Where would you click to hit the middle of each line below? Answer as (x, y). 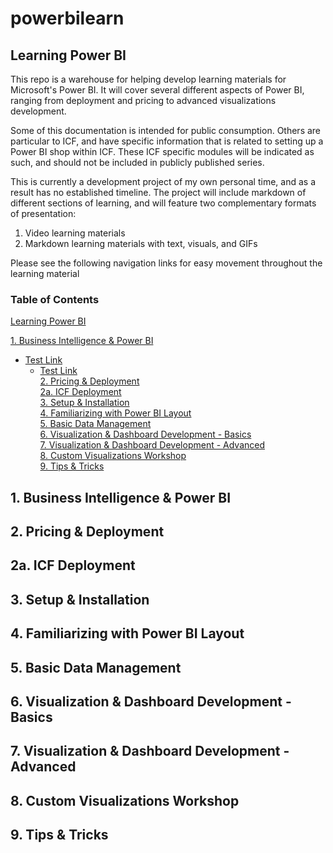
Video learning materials (75, 233)
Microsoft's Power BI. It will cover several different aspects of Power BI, (157, 90)
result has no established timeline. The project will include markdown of (158, 192)
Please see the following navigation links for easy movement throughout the (166, 263)
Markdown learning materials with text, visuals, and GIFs (141, 243)
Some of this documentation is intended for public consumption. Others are (166, 130)
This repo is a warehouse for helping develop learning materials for (148, 79)
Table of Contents (55, 299)
